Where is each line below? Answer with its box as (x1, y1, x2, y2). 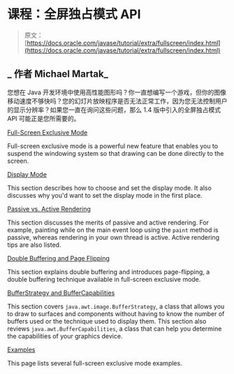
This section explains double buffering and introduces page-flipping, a (7, 267, 210, 276)
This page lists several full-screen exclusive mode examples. (7, 359, 183, 367)
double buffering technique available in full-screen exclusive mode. (7, 275, 201, 283)
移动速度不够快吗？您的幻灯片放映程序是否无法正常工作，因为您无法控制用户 (7, 96, 228, 105)
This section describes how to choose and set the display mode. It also (7, 183, 212, 192)
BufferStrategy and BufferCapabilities (7, 288, 115, 297)
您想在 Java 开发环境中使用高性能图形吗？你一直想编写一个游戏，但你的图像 (7, 88, 227, 96)
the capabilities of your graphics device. (7, 331, 123, 340)
